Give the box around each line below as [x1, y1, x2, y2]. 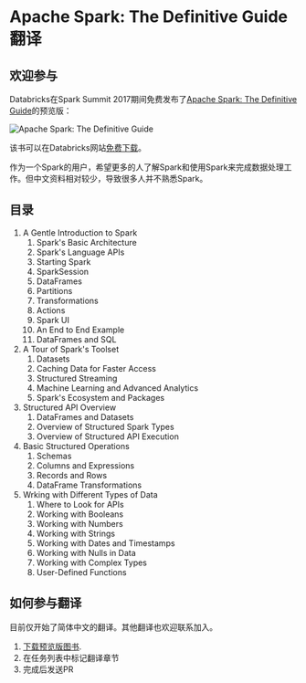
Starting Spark [36, 256, 91, 267]
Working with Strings [36, 528, 116, 539]
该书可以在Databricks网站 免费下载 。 [9, 142, 146, 152]
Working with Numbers [36, 518, 123, 529]
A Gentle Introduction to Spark [22, 226, 138, 238]
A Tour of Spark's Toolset [22, 343, 120, 354]
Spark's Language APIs [36, 247, 125, 257]
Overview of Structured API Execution [36, 431, 180, 442]
